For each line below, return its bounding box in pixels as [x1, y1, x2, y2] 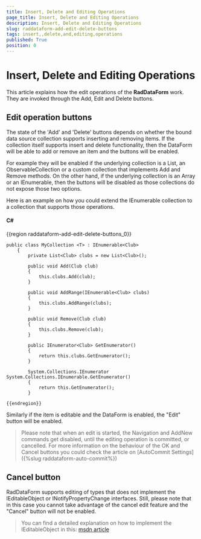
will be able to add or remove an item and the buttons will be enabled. [6, 147, 179, 155]
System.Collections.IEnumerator [28, 369, 110, 375]
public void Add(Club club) [28, 263, 98, 269]
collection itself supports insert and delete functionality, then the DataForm [6, 141, 193, 148]
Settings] [171, 448, 194, 456]
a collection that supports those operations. [6, 203, 115, 210]
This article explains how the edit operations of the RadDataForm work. [6, 88, 184, 95]
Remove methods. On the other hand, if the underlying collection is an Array [6, 172, 196, 179]
